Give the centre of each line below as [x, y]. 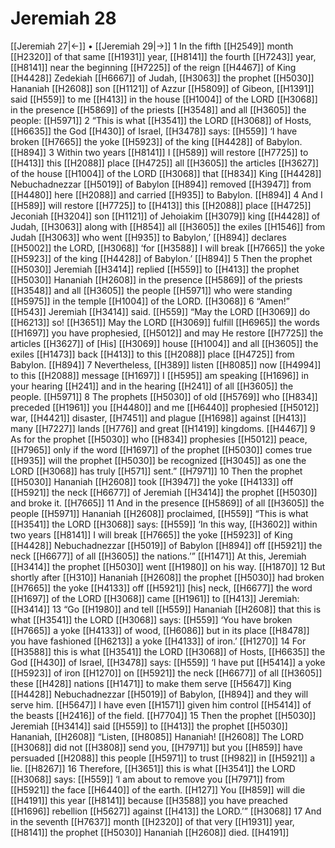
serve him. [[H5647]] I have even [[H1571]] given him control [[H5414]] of [161, 704]
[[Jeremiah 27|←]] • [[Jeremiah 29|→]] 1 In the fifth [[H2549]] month [152, 46]
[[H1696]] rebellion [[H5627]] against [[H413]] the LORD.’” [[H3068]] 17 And [166, 811]
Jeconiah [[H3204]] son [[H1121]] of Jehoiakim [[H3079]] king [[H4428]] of [165, 216]
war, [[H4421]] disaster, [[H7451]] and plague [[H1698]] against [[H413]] [158, 418]
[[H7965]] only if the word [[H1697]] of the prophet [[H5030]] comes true [161, 449]
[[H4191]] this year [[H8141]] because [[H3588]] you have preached [149, 800]
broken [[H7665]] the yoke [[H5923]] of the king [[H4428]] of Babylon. [156, 141]
